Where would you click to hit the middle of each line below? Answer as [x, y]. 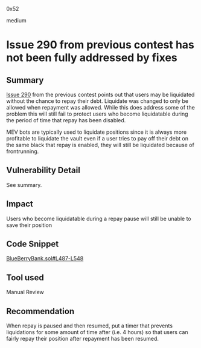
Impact [20, 204]
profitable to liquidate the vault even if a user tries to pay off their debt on [97, 138]
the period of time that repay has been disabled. [66, 120]
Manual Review [25, 292]
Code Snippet [33, 244]
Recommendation [40, 311]
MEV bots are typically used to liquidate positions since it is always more [97, 132]
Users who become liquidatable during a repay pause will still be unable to [99, 218]
